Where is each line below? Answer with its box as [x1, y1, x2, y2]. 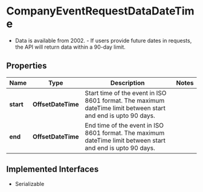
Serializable [14, 180, 45, 187]
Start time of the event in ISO [85, 88, 167, 97]
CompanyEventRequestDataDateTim [6, 4, 195, 18]
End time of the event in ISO [85, 121, 164, 129]
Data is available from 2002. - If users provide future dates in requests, [14, 37, 192, 44]
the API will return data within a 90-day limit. [14, 43, 126, 51]
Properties [6, 61, 47, 71]
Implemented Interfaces [6, 164, 99, 175]
